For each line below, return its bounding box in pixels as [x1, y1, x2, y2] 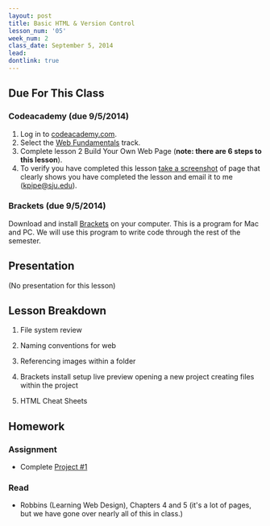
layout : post [8, 11, 52, 20]
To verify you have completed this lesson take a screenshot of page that [19, 163, 260, 173]
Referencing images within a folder [19, 356, 136, 367]
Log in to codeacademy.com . [19, 129, 117, 139]
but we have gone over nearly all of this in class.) [19, 509, 184, 519]
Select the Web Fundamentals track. [19, 138, 141, 147]
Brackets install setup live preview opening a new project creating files [19, 372, 255, 382]
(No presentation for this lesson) [8, 280, 116, 290]
